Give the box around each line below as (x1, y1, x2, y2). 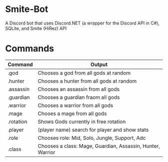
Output (90, 61, 108, 68)
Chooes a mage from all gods (37, 110, 107, 117)
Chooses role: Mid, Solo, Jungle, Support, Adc (37, 134, 146, 141)
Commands (5, 43, 54, 54)
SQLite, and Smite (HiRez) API (5, 25, 67, 31)
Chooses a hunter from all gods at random (37, 77, 137, 84)
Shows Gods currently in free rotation (37, 118, 126, 125)
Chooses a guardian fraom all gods (37, 93, 120, 100)
